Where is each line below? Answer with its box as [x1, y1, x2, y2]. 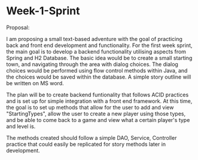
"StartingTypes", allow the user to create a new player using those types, [6, 110, 186, 117]
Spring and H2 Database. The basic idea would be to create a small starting [6, 54, 193, 61]
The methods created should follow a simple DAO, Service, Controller [6, 134, 177, 141]
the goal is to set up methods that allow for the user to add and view [6, 103, 174, 111]
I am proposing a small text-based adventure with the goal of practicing [6, 35, 182, 42]
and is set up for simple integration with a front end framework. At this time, [6, 97, 193, 105]
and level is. [6, 123, 36, 130]
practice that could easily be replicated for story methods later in [6, 140, 166, 148]
